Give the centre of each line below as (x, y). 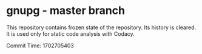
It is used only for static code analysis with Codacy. (70, 33)
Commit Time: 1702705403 (40, 46)
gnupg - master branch (66, 11)
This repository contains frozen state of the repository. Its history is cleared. (101, 27)
